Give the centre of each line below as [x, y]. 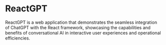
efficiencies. [18, 38]
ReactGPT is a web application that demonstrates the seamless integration [81, 22]
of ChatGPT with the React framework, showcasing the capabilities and [78, 27]
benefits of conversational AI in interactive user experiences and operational [83, 33]
